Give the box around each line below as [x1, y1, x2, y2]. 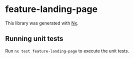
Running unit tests [5, 34, 63, 43]
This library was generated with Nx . [5, 20, 78, 26]
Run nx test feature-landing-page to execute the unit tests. [5, 47, 129, 53]
